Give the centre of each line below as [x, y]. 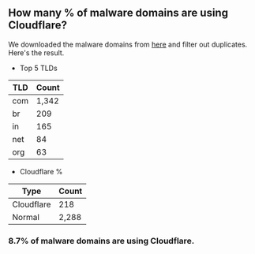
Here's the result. [36, 52]
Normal [26, 217]
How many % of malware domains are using [118, 13]
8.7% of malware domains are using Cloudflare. [101, 241]
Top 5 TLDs [38, 68]
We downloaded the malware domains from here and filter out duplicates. [128, 44]
